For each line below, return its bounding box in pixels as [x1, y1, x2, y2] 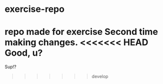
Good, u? [4, 47, 43, 59]
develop [91, 74, 108, 80]
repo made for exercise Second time [4, 26, 158, 38]
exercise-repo [4, 3, 64, 15]
